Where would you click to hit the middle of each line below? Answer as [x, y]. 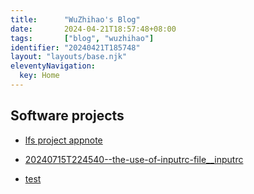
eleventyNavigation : [53, 66]
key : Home [39, 76]
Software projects [67, 116]
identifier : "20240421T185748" [75, 47]
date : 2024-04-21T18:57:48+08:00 [93, 29]
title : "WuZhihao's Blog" [75, 19]
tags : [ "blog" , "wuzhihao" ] [82, 38]
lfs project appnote [63, 140]
